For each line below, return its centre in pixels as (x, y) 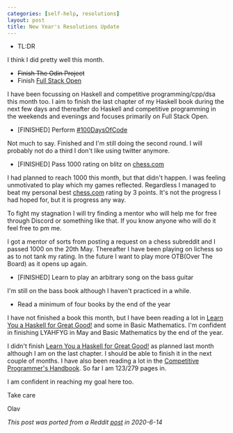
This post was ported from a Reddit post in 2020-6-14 (85, 423)
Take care (22, 395)
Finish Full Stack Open (49, 81)
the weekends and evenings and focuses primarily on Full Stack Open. (108, 116)
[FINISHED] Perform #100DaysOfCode (72, 130)
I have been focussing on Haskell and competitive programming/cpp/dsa (111, 94)
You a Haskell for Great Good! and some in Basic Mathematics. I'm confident (117, 325)
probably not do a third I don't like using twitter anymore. (89, 151)
